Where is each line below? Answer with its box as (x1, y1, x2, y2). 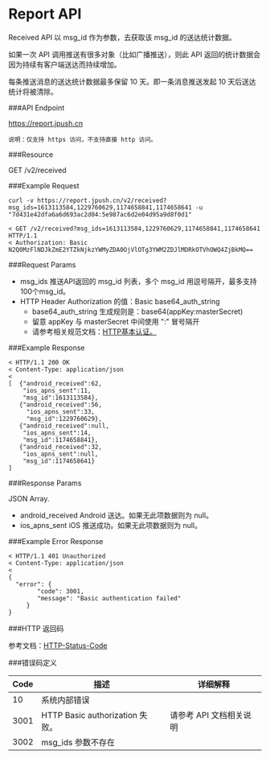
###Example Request (8, 180, 80, 190)
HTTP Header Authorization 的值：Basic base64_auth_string (19, 296, 220, 306)
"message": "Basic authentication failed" (37, 594, 182, 602)
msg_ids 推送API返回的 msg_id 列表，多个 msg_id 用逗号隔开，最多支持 (19, 276, 257, 286)
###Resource (8, 150, 54, 159)
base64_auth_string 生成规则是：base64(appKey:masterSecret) (31, 307, 243, 316)
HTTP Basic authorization (41, 709, 138, 720)
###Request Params (8, 259, 76, 270)
